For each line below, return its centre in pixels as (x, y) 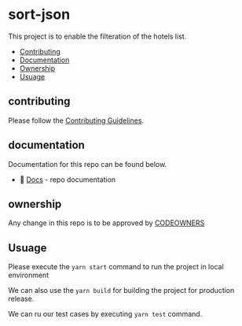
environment (29, 275)
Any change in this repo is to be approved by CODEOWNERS (106, 223)
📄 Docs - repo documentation (68, 180)
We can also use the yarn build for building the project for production (121, 291)
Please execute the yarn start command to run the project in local (116, 267)
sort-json (39, 15)
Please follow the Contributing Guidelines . (76, 120)
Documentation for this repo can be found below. (88, 164)
